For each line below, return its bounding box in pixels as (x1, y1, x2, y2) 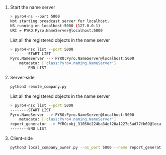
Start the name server (10, 5, 55, 10)
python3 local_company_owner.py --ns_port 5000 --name (10, 145, 128, 150)
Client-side (10, 135, 33, 141)
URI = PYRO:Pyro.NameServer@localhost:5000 (10, 28, 103, 33)
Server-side (10, 74, 35, 80)
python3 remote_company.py (10, 84, 67, 89)
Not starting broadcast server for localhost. (10, 19, 110, 24)
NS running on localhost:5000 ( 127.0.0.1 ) (10, 23, 101, 28)
